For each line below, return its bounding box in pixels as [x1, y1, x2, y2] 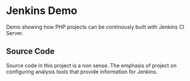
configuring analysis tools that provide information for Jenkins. [6, 68, 158, 75]
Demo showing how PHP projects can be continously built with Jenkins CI [6, 23, 185, 30]
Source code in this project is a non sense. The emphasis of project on [6, 62, 177, 69]
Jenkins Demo [6, 4, 77, 17]
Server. [6, 29, 23, 36]
